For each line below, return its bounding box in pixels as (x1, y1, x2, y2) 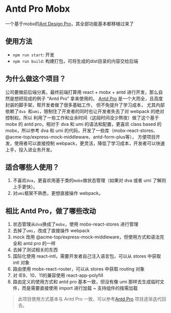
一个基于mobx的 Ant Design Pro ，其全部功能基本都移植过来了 (5, 20, 134, 27)
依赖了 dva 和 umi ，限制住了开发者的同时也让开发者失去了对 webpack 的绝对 (5, 108, 165, 114)
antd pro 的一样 (23, 240, 56, 247)
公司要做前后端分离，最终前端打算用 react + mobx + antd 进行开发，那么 (5, 89, 159, 95)
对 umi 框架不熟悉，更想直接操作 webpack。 (12, 190, 103, 196)
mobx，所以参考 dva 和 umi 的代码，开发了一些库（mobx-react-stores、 (5, 127, 158, 133)
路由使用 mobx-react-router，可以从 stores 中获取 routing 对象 (12, 266, 145, 272)
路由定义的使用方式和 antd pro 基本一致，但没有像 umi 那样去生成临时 (12, 279, 160, 285)
